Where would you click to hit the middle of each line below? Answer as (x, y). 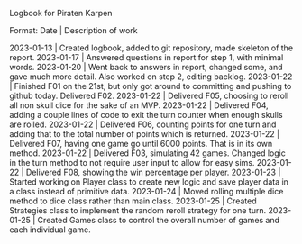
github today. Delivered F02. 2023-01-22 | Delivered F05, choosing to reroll (149, 95)
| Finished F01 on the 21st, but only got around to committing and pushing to (151, 86)
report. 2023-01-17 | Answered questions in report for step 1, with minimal (146, 57)
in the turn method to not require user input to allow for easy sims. (132, 163)
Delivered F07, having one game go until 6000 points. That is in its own (141, 144)
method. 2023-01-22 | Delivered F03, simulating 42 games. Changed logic (147, 153)
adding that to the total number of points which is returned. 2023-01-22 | (145, 134)
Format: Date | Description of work (73, 30)
